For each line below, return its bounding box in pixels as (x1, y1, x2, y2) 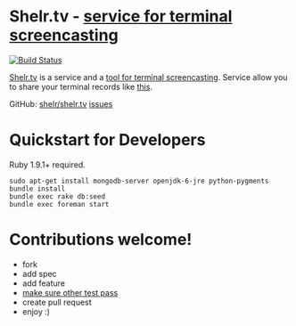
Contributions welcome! (9, 230, 193, 250)
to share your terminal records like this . (9, 81, 153, 92)
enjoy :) (21, 306, 51, 317)
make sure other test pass (21, 287, 119, 297)
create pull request (21, 297, 92, 307)
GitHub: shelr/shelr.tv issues (9, 98, 113, 109)
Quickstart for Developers (9, 130, 206, 151)
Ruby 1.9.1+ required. (9, 159, 86, 170)
